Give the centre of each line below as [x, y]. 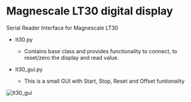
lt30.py [24, 39]
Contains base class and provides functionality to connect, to [101, 51]
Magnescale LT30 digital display [90, 11]
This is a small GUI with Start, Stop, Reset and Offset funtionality [104, 81]
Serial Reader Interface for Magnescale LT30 [62, 28]
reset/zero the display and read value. [72, 57]
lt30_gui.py [29, 69]
